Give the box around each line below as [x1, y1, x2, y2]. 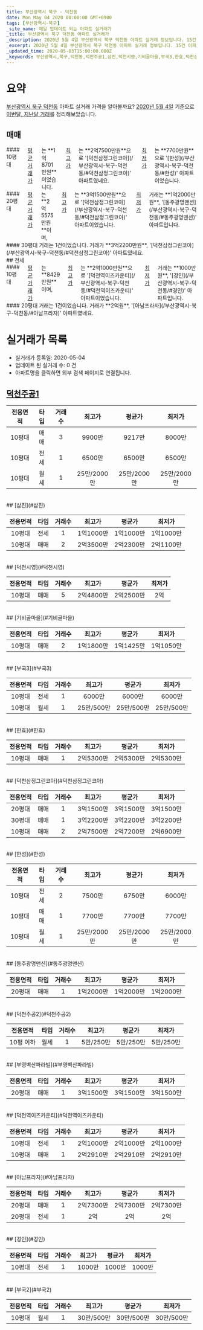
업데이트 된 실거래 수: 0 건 [14, 362, 77, 369]
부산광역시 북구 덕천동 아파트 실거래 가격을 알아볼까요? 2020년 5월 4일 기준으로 [6, 103, 195, 110]
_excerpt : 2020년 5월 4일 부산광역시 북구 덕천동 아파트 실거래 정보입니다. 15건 [6, 43, 185, 49]
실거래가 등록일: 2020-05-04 [14, 354, 86, 361]
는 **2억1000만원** [80, 264, 128, 272]
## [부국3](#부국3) [6, 665, 52, 672]
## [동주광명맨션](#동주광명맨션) [6, 960, 85, 967]
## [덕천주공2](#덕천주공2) [6, 1010, 71, 1018]
